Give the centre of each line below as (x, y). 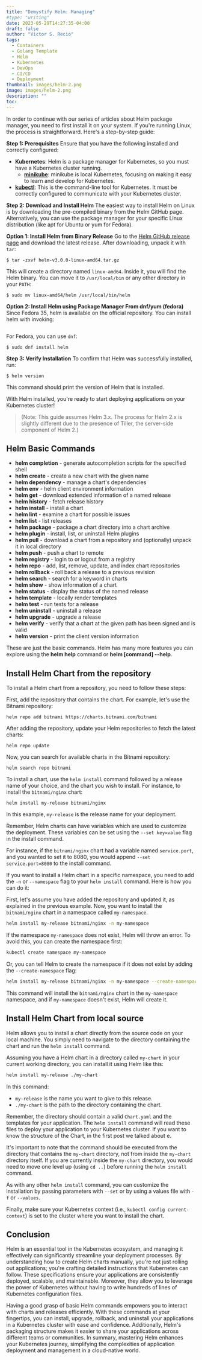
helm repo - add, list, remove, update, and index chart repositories (97, 566)
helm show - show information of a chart (66, 585)
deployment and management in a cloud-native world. (73, 1350)
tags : (13, 40)
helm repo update (28, 746)
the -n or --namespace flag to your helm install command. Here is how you (99, 881)
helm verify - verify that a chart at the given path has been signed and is (105, 624)
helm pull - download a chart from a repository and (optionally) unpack (103, 540)
